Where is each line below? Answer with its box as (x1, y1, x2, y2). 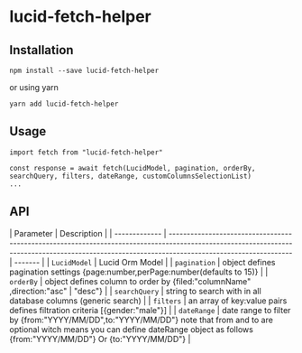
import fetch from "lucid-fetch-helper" (9, 147, 164, 157)
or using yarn (9, 82, 59, 92)
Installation (9, 42, 74, 58)
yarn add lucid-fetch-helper (9, 99, 119, 108)
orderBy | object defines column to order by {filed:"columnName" (9, 275, 252, 286)
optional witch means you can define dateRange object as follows (9, 323, 254, 335)
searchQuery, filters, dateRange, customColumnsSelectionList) (9, 172, 252, 181)
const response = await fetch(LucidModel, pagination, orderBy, (9, 163, 256, 172)
